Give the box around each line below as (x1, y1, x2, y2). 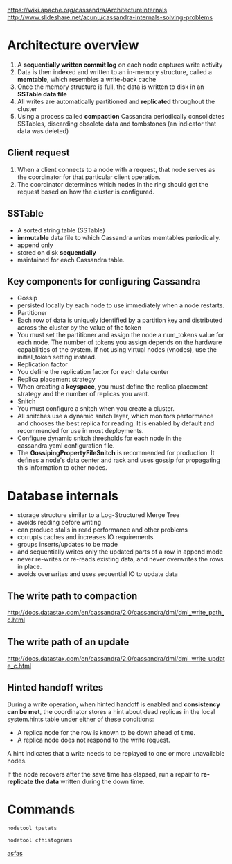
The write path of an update (7, 636, 130, 647)
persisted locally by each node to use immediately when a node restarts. (17, 301, 225, 310)
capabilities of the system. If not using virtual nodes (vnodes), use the (17, 346, 217, 354)
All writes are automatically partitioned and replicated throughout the (17, 97, 215, 105)
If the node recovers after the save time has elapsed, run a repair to (7, 770, 199, 778)
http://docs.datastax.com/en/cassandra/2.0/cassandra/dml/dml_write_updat (7, 654, 225, 662)
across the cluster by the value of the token (17, 323, 142, 332)
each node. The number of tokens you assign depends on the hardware (17, 338, 222, 346)
